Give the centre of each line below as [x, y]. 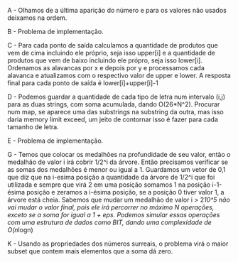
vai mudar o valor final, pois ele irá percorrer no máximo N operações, [111, 207]
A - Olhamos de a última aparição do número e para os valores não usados [117, 10]
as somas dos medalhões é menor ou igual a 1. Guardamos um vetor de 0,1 [117, 169]
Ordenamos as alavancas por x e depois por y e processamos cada [106, 68]
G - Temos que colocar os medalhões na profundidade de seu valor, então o [119, 154]
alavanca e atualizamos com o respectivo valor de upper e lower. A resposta [119, 75]
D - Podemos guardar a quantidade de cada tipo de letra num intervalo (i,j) [117, 97]
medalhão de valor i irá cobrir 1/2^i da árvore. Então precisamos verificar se [118, 162]
